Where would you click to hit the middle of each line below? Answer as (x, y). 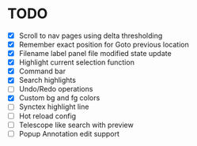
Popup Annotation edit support (69, 133)
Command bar (42, 71)
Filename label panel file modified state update (95, 54)
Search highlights (47, 80)
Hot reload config (47, 116)
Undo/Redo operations (56, 89)
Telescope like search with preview (76, 125)
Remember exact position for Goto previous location (104, 45)
